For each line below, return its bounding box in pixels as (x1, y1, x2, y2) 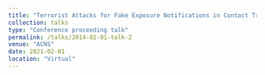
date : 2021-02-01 (8, 48, 65, 55)
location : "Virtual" (8, 55, 77, 63)
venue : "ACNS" (8, 41, 55, 48)
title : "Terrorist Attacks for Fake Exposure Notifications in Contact (8, 11, 248, 20)
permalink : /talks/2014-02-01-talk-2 (8, 33, 132, 41)
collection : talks (8, 19, 69, 27)
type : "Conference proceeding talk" (8, 26, 129, 34)
